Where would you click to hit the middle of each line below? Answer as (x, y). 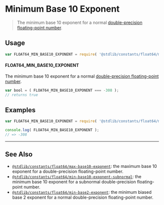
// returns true (21, 95)
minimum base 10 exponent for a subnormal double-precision (74, 182)
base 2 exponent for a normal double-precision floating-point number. (83, 197)
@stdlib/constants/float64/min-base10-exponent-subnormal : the (77, 176)
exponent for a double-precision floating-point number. (68, 171)
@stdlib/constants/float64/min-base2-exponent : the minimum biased (82, 192)
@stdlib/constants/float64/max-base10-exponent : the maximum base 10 (84, 166)
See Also (19, 154)
